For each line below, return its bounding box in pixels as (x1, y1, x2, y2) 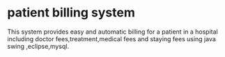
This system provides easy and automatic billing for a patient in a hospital (7, 27, 218, 36)
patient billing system (7, 5, 136, 21)
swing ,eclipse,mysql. (7, 42, 70, 50)
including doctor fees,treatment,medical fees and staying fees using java (7, 34, 216, 43)
